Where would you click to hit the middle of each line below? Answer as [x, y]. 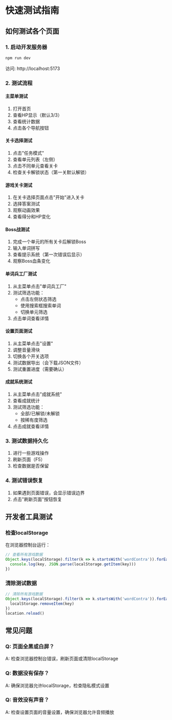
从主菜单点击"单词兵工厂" [39, 286]
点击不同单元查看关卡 [35, 166]
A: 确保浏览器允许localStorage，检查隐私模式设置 [57, 685]
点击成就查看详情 [31, 427]
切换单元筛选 [34, 312]
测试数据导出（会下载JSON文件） [48, 362]
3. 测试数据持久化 [27, 441]
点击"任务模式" [28, 153]
